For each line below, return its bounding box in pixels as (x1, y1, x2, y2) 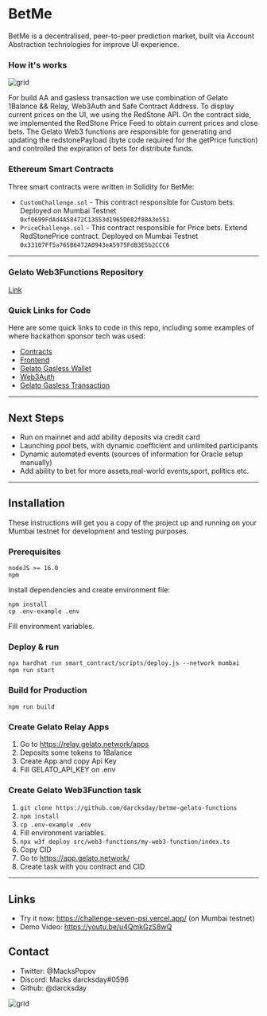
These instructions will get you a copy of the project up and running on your (8, 518, 257, 527)
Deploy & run (8, 641, 60, 652)
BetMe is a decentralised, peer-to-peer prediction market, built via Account (8, 31, 254, 41)
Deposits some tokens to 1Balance (19, 748, 133, 757)
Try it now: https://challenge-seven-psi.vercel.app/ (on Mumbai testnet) (19, 913, 255, 924)
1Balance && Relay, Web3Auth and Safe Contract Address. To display (8, 101, 234, 111)
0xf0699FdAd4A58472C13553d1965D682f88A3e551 (19, 216, 170, 224)
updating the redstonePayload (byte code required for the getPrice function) (8, 135, 258, 145)
